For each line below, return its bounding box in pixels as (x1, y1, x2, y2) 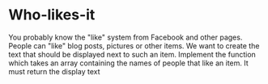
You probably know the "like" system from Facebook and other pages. (8, 32, 243, 42)
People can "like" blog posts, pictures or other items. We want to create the (8, 40, 260, 50)
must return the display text (8, 66, 100, 76)
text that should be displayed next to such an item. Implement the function (8, 49, 257, 59)
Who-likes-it (8, 6, 96, 24)
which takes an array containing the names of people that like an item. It (8, 58, 249, 68)
